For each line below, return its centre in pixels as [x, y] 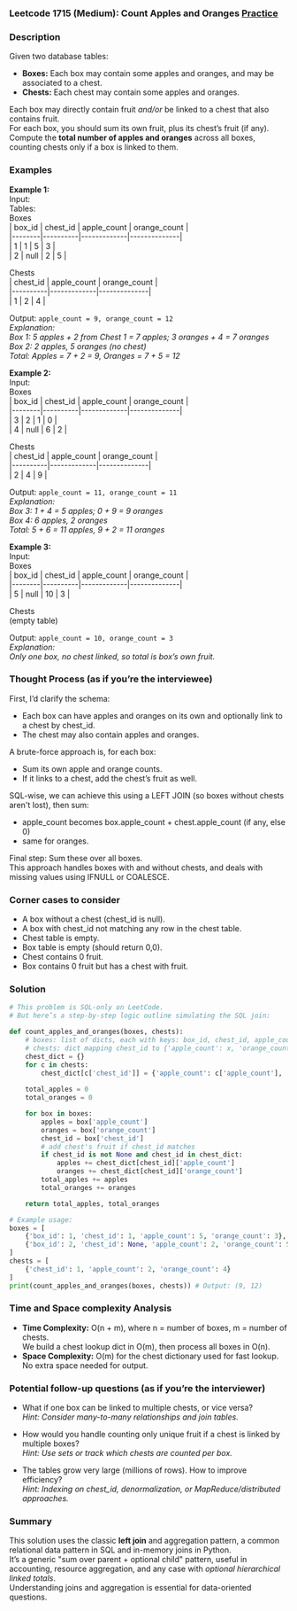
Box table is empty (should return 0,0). [92, 947]
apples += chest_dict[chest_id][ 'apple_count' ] [146, 1163]
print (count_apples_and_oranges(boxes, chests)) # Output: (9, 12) [136, 1286]
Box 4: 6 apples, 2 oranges [58, 520]
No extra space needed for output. [85, 1365]
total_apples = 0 [57, 1090]
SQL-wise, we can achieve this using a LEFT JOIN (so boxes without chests [147, 795]
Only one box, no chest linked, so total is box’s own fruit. [112, 656]
